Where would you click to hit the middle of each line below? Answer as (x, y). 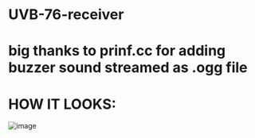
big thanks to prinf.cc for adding (117, 51)
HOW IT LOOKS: (63, 104)
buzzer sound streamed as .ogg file (128, 68)
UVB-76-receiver (66, 15)
